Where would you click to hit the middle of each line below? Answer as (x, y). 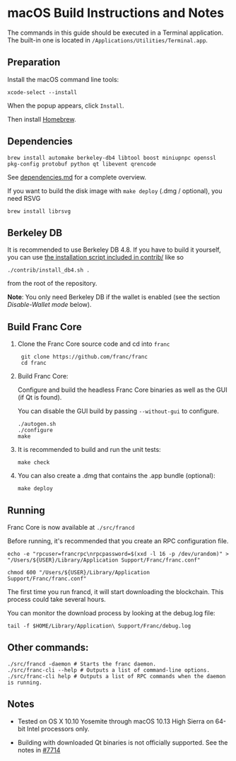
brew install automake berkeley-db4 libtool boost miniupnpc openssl (112, 158)
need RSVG (24, 198)
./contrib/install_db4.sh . (49, 270)
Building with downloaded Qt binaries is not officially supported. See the (123, 742)
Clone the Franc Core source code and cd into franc (94, 344)
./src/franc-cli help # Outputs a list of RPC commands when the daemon (117, 676)
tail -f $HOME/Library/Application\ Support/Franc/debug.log (99, 626)
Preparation (34, 63)
